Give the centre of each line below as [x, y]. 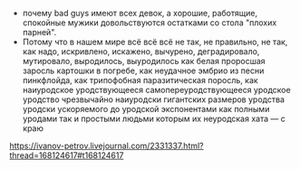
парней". [39, 32]
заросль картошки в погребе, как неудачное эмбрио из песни [143, 70]
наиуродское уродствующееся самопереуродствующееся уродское [157, 90]
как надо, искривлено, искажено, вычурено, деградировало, [141, 52]
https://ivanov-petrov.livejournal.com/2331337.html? [106, 146]
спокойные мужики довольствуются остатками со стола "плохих [150, 23]
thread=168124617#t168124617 [67, 155]
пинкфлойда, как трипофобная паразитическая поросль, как [140, 80]
